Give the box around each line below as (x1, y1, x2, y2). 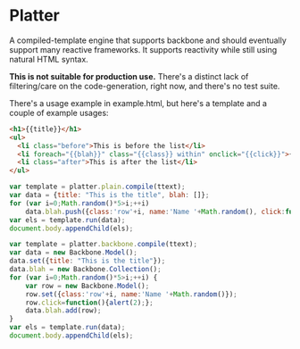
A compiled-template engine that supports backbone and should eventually (9, 35, 287, 46)
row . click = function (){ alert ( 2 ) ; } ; (25, 298, 154, 307)
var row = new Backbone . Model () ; (25, 281, 150, 290)
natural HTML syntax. (9, 54, 89, 64)
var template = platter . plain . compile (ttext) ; (9, 182, 186, 192)
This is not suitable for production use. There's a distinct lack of (9, 71, 249, 81)
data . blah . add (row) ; (25, 306, 102, 315)
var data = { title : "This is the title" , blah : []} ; (9, 191, 210, 200)
